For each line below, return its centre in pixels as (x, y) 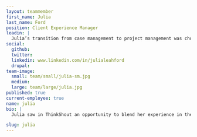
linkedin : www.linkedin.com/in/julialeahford (68, 60)
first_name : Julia (28, 17)
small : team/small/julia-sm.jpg (51, 76)
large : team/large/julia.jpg (47, 87)
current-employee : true (35, 98)
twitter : (22, 55)
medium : (21, 82)
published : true (26, 93)
